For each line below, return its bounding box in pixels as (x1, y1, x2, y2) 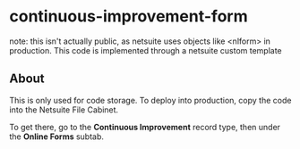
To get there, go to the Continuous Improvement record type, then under (9, 121, 280, 132)
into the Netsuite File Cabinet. (9, 104, 119, 115)
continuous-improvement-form (9, 6, 248, 27)
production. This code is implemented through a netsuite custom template (9, 45, 282, 55)
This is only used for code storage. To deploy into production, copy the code (9, 95, 292, 105)
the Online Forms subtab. (9, 131, 105, 142)
